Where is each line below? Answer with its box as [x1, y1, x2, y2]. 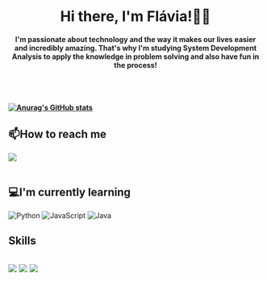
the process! [114, 60, 157, 69]
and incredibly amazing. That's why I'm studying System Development [15, 43, 257, 52]
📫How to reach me [8, 127, 107, 140]
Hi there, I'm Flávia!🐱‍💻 [60, 7, 211, 26]
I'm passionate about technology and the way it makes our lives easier [15, 34, 257, 44]
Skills [8, 234, 36, 248]
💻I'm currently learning [8, 185, 131, 199]
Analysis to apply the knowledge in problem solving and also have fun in [11, 52, 260, 61]
